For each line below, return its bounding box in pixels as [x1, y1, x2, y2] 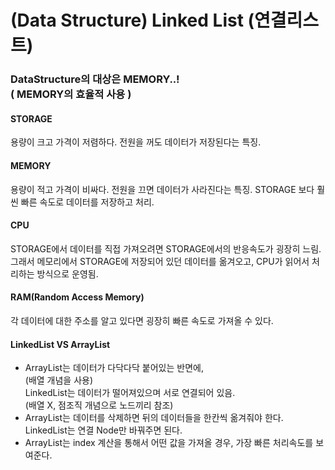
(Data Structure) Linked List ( [10, 9, 255, 32]
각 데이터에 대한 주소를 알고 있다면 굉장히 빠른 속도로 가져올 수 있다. [10, 314, 274, 326]
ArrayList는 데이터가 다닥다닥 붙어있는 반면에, [24, 362, 204, 374]
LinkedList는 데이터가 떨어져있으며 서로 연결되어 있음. [24, 387, 236, 399]
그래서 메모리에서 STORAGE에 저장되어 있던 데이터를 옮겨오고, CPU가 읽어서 [10, 255, 310, 267]
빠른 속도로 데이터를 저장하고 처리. [20, 196, 155, 208]
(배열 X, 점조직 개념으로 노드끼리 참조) [24, 399, 174, 411]
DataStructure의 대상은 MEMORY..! [10, 72, 180, 86]
